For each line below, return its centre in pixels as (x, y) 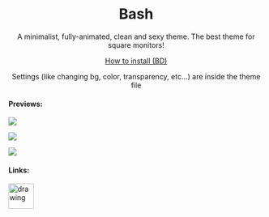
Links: (19, 170)
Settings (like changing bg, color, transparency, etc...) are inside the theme (136, 76)
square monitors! (136, 45)
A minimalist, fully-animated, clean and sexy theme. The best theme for (136, 36)
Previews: (26, 104)
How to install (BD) (136, 61)
